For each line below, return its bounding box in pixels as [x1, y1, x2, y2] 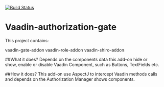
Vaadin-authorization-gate [5, 22, 117, 33]
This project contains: [5, 37, 49, 43]
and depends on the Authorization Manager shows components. [5, 76, 135, 82]
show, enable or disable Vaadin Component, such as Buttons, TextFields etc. [5, 61, 159, 68]
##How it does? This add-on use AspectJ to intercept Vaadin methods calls [5, 71, 158, 77]
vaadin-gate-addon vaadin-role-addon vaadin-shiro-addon [5, 47, 125, 53]
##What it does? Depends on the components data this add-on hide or [5, 56, 148, 62]
